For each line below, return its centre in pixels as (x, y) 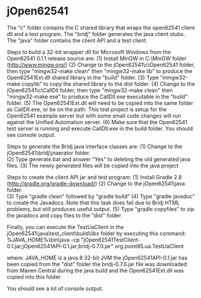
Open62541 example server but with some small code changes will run (94, 116)
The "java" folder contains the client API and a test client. (77, 40)
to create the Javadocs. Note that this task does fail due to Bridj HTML (93, 203)
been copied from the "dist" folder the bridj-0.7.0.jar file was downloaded (97, 264)
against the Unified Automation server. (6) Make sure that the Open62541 (97, 122)
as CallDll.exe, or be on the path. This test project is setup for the (87, 109)
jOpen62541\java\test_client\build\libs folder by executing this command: (96, 233)
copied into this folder (34, 276)
